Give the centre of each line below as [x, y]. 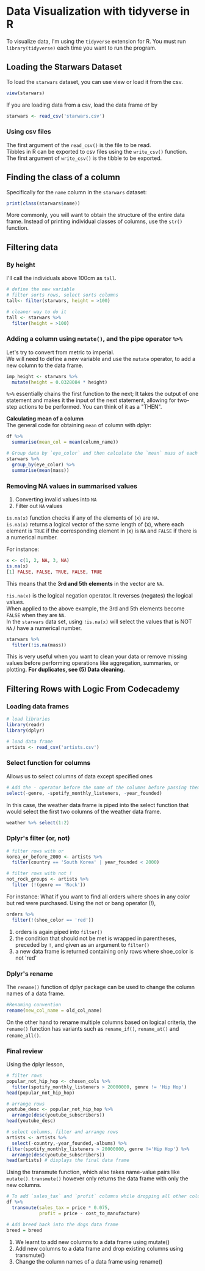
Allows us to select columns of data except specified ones [80, 776]
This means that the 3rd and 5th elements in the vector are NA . [85, 583]
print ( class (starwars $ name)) [43, 203]
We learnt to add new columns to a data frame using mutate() [92, 1242]
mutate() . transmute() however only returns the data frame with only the [97, 1178]
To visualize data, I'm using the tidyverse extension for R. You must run [96, 41]
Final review [25, 1051]
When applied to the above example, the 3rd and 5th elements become [95, 609]
